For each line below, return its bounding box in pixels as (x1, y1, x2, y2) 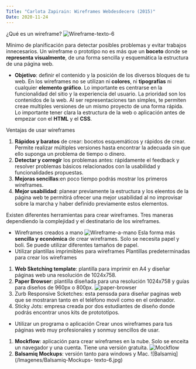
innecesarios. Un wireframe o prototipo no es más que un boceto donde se (6, 47, 188, 54)
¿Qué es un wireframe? (6, 30, 63, 37)
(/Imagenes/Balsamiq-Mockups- (14, 356, 94, 363)
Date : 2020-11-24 (6, 14, 49, 20)
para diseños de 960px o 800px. (14, 283, 94, 291)
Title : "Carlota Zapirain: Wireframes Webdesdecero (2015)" (6, 8, 156, 15)
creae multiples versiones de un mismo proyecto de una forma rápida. (14, 102, 184, 110)
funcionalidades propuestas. (14, 169, 84, 176)
